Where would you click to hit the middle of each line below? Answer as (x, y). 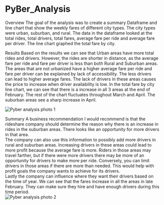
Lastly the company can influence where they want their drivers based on (79, 176)
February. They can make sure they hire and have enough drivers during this (82, 186)
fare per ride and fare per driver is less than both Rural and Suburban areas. (82, 63)
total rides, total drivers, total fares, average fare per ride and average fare (80, 38)
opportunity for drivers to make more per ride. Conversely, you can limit (77, 160)
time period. (17, 192)
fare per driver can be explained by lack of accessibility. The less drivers (78, 74)
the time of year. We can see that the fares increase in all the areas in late (79, 181)
